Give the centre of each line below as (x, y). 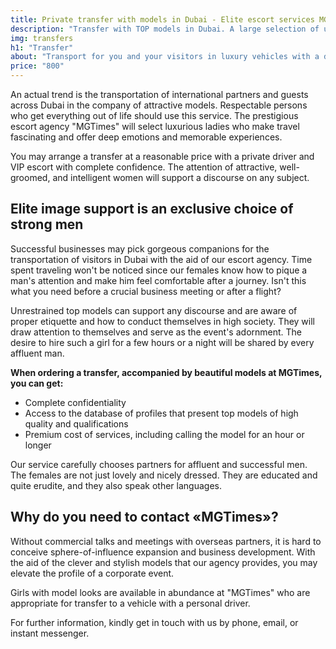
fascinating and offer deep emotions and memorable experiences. (146, 137)
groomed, (30, 177)
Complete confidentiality (75, 402)
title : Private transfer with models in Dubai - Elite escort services (162, 19)
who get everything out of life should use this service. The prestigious (154, 115)
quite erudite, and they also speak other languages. (116, 485)
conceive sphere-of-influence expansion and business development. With (163, 552)
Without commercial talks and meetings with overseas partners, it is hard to (166, 541)
